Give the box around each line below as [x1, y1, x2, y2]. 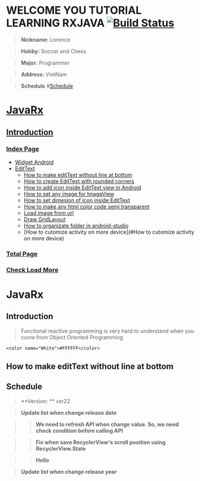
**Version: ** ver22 [20, 397, 70, 405]
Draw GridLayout [23, 216, 66, 223]
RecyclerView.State [35, 445, 86, 452]
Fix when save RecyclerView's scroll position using [35, 439, 166, 446]
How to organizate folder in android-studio [23, 222, 129, 229]
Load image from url [23, 209, 74, 216]
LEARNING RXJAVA [6, 16, 105, 30]
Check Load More [6, 265, 59, 274]
